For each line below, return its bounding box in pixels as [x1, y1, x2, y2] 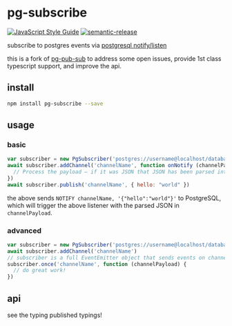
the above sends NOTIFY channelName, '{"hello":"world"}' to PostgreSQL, [7, 193, 222, 202]
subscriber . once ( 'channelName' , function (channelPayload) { [7, 260, 187, 267]
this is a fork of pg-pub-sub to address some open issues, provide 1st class [7, 54, 222, 63]
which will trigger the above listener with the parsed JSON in [7, 201, 180, 209]
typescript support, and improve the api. [7, 61, 122, 70]
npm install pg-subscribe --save [7, 100, 104, 107]
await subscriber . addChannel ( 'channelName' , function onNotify [7, 162, 193, 169]
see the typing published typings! [7, 311, 102, 319]
